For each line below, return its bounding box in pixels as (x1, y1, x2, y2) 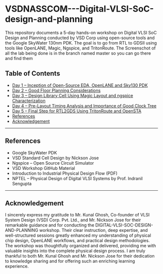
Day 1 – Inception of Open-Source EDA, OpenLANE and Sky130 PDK (12, 82, 148, 88)
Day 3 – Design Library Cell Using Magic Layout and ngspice (12, 92, 133, 98)
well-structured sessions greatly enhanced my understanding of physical (5, 232, 151, 238)
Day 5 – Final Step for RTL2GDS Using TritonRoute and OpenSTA (12, 108, 142, 114)
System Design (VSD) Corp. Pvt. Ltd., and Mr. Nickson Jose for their (5, 217, 141, 223)
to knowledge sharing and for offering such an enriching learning (5, 258, 135, 264)
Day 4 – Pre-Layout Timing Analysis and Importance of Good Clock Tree (12, 103, 157, 108)
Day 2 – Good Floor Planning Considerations (12, 87, 101, 93)
